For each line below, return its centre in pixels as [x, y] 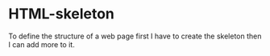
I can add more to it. [42, 44]
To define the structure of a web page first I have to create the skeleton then [135, 36]
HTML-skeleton [62, 14]
